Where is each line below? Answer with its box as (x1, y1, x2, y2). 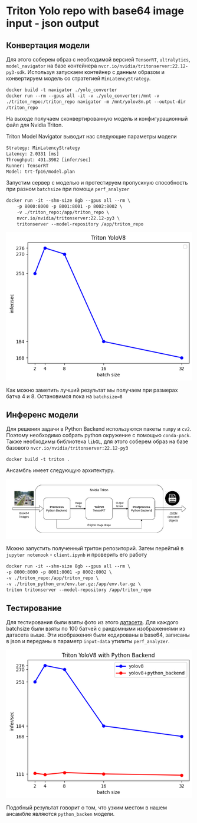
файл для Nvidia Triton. (6, 121, 64, 128)
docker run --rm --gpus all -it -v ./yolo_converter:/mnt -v (6, 93, 160, 99)
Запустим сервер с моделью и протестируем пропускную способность (6, 179, 188, 186)
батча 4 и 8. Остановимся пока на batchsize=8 (6, 392, 123, 400)
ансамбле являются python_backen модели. (6, 810, 115, 817)
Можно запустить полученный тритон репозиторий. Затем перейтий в (6, 545, 184, 552)
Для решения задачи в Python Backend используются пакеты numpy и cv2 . (6, 425, 192, 433)
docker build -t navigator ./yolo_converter (6, 87, 117, 93)
